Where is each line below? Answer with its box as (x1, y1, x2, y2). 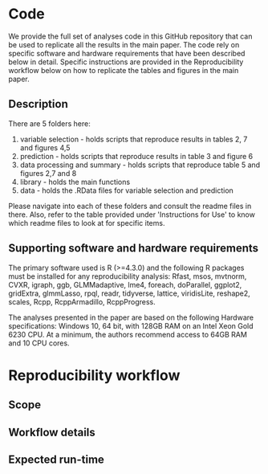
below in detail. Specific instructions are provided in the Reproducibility (8, 57, 244, 67)
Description (8, 97, 68, 111)
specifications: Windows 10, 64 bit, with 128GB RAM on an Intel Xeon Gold (8, 321, 254, 330)
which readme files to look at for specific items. (8, 218, 165, 227)
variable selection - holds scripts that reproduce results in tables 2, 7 (19, 134, 248, 144)
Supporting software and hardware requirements (8, 242, 259, 255)
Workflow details (8, 425, 96, 439)
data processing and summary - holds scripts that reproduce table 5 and (19, 160, 261, 170)
